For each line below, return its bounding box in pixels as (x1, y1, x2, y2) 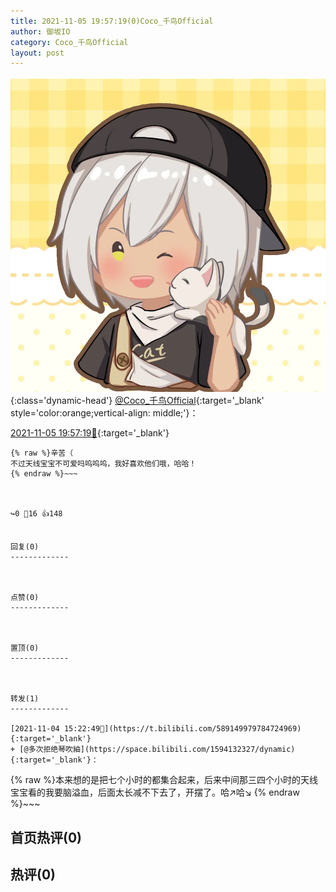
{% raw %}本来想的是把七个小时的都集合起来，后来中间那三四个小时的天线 (10, 774, 318, 786)
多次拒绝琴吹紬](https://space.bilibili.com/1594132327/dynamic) (28, 745, 296, 755)
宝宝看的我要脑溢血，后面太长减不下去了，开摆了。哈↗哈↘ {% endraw (10, 786, 300, 799)
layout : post (10, 48, 65, 58)
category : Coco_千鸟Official (10, 37, 129, 47)
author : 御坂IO (10, 26, 71, 37)
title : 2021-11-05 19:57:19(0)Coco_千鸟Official (10, 16, 214, 26)
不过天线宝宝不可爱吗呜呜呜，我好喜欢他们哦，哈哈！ (10, 459, 197, 469)
